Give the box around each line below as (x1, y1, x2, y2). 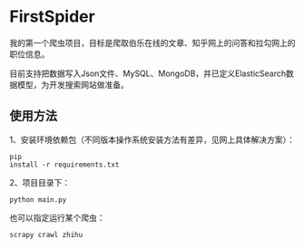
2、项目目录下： (9, 176, 71, 187)
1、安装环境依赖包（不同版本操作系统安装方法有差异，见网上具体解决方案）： (9, 134, 295, 145)
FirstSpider (9, 6, 95, 27)
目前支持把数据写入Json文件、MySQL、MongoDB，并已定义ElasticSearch (9, 68, 287, 79)
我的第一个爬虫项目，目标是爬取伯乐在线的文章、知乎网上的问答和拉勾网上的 (9, 37, 296, 48)
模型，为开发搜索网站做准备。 (16, 79, 129, 90)
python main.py (9, 195, 67, 205)
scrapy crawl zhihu (9, 230, 83, 239)
